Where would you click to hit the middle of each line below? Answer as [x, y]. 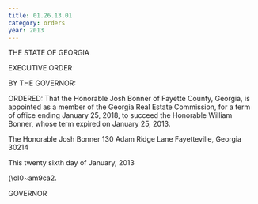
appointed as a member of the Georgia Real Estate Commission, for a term [129, 107]
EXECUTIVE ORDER [40, 68]
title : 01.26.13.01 [40, 15]
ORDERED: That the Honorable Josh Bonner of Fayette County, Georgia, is [129, 99]
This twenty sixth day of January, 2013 [71, 163]
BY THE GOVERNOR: [42, 83]
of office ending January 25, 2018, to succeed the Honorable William [120, 115]
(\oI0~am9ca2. [32, 178]
